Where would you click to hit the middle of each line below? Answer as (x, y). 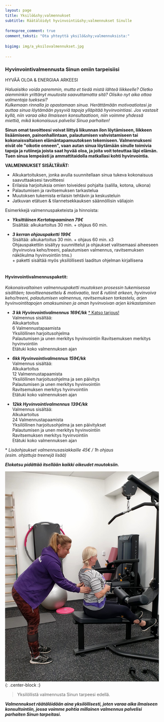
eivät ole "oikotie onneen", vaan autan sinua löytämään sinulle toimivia (78, 145)
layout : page (18, 10)
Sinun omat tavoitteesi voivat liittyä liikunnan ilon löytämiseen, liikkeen (79, 130)
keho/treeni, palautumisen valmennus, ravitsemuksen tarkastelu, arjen (76, 298)
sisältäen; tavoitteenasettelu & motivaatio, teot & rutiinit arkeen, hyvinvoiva (81, 293)
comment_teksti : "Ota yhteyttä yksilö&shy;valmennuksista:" (68, 36)
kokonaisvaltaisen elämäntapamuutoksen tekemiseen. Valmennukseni (78, 140)
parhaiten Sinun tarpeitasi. (33, 714)
